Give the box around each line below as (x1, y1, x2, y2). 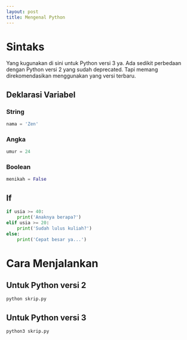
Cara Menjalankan (6, 256, 99, 270)
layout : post (6, 8, 39, 15)
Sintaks (6, 40, 45, 54)
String (6, 107, 25, 116)
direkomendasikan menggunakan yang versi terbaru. (6, 72, 136, 79)
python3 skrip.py (6, 329, 50, 335)
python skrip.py (6, 296, 47, 302)
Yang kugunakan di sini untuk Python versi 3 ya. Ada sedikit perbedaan (6, 60, 182, 67)
